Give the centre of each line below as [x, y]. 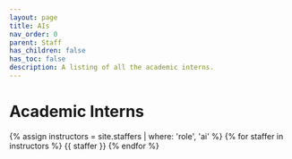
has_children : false [48, 51]
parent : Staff [36, 42]
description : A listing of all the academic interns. [112, 68]
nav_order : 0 [34, 34]
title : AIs [30, 26]
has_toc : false [38, 59]
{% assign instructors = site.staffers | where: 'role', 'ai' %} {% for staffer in [146, 136]
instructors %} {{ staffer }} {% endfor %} [84, 146]
